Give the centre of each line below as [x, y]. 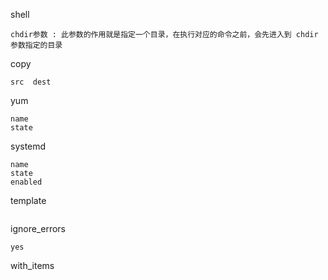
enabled [26, 182]
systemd [28, 146]
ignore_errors [38, 228]
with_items [32, 265]
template [28, 200]
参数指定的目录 [36, 45]
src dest [31, 82]
